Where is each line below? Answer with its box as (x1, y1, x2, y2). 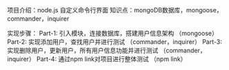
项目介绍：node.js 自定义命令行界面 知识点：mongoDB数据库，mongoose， (7, 6, 223, 14)
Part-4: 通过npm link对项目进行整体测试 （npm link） (37, 55, 187, 63)
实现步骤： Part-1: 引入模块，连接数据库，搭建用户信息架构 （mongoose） (7, 30, 219, 37)
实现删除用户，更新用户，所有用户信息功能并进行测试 (7, 47, 159, 54)
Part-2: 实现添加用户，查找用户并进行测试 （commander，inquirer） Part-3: (7, 38, 222, 46)
